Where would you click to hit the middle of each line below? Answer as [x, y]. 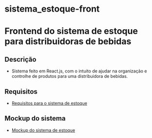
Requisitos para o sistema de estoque [49, 103]
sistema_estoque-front [52, 9]
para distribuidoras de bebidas [68, 42]
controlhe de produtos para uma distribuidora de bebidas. [70, 76]
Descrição [20, 59]
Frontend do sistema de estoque [71, 31]
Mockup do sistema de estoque [43, 130]
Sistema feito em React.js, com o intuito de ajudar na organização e [79, 71]
